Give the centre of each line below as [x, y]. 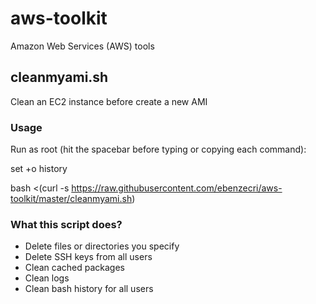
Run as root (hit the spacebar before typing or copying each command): [158, 149]
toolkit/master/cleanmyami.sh [71, 199]
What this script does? [66, 224]
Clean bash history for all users [89, 289]
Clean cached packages [74, 268]
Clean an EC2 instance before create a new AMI [109, 101]
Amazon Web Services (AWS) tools [82, 46]
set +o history [39, 169]
